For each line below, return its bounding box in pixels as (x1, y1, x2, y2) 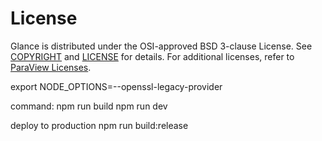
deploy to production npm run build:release (10, 119, 189, 131)
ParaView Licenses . (10, 61, 92, 73)
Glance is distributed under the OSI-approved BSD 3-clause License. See (10, 40, 313, 52)
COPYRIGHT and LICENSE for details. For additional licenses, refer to (10, 50, 295, 62)
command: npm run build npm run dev (10, 100, 168, 112)
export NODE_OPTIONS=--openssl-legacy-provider (10, 80, 223, 92)
